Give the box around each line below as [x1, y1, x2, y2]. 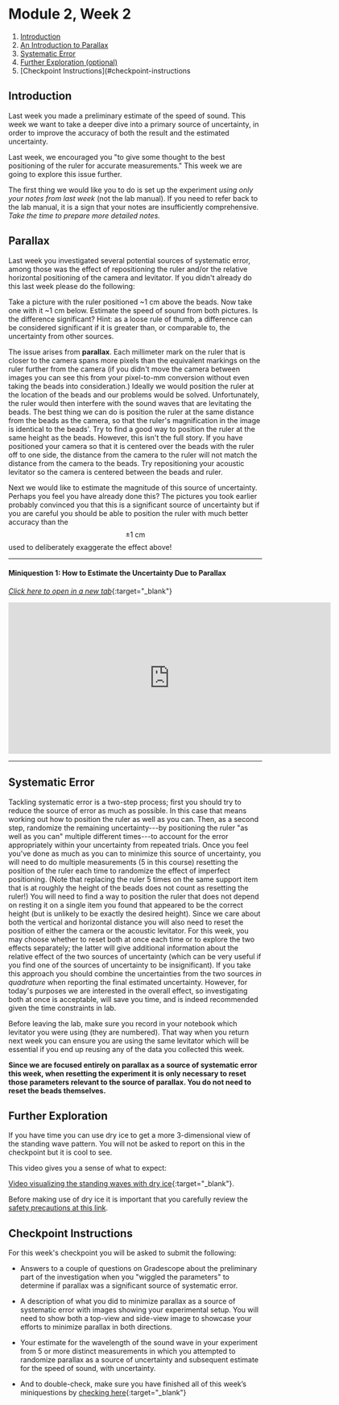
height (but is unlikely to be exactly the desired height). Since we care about [8, 908, 261, 918]
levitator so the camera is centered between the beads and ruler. [8, 467, 223, 476]
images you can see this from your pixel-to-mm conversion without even [8, 372, 250, 382]
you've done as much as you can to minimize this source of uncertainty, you [8, 849, 262, 858]
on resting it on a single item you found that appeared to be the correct [8, 900, 244, 909]
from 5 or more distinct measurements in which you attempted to [19, 1346, 236, 1357]
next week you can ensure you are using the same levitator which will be [8, 1035, 250, 1046]
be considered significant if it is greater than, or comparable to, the [8, 322, 231, 332]
